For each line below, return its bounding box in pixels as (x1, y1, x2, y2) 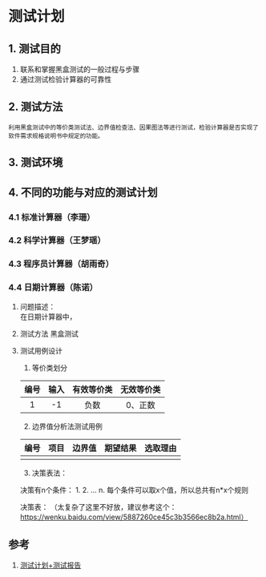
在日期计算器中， (19, 312, 77, 321)
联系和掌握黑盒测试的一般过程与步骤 (19, 65, 140, 74)
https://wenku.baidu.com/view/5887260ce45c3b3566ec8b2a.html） (19, 512, 248, 522)
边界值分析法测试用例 (31, 422, 103, 431)
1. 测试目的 (8, 42, 62, 55)
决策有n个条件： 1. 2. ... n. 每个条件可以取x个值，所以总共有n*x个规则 (19, 485, 249, 494)
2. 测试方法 (8, 100, 63, 114)
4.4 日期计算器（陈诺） (8, 282, 99, 293)
